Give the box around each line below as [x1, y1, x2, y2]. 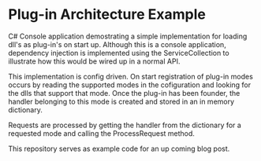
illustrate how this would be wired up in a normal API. [8, 57, 181, 66]
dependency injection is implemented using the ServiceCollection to [8, 48, 230, 57]
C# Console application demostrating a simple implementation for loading [8, 31, 248, 41]
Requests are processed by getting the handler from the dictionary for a [8, 120, 242, 130]
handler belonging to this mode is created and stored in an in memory [8, 97, 235, 106]
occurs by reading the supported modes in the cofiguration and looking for [8, 80, 252, 90]
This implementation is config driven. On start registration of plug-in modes [8, 71, 254, 81]
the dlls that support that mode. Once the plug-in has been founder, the [8, 88, 240, 97]
